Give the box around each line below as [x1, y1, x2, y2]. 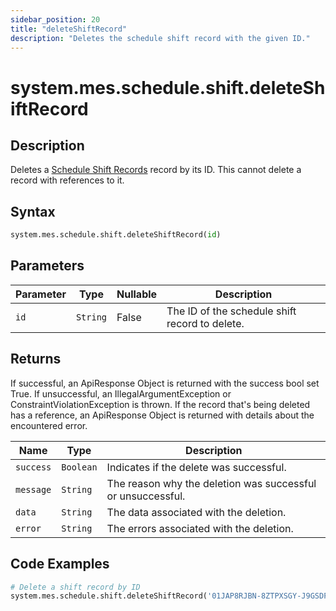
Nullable [116, 287, 158, 301]
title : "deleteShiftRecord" [10, 24, 128, 34]
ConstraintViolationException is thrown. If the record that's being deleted [10, 398, 311, 410]
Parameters [10, 257, 85, 275]
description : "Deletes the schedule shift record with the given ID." [10, 33, 311, 43]
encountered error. [10, 419, 88, 431]
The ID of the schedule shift [166, 304, 297, 318]
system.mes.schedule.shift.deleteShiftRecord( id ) [10, 230, 222, 240]
